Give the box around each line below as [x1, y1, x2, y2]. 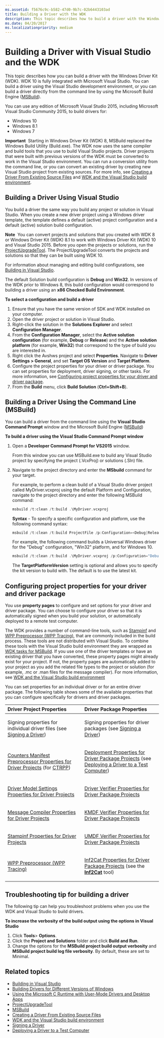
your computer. [12, 311, 43, 317]
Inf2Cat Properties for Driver [84, 857, 150, 863]
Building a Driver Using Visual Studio [5, 194, 120, 202]
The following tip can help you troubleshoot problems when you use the [5, 903, 150, 909]
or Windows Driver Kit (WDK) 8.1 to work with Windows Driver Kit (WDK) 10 [5, 237, 156, 243]
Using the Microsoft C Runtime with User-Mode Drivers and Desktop [12, 991, 150, 997]
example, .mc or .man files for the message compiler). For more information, [5, 669, 159, 675]
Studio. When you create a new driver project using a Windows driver [5, 211, 145, 218]
